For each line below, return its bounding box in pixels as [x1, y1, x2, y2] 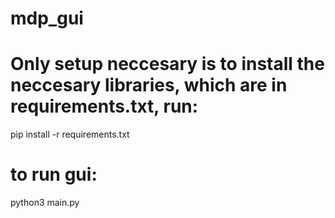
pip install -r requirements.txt [10, 128, 130, 141]
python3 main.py [10, 197, 80, 209]
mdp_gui [10, 7, 84, 30]
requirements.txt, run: [10, 95, 199, 118]
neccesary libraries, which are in [10, 74, 288, 97]
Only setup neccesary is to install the [10, 53, 325, 76]
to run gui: [10, 163, 98, 186]
